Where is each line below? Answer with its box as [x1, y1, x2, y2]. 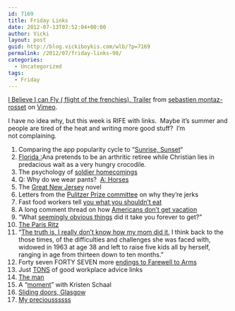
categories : [8, 57, 43, 64]
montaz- [198, 95, 223, 104]
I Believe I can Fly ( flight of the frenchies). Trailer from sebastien [8, 95, 197, 104]
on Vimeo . [28, 103, 58, 112]
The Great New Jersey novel [18, 183, 102, 192]
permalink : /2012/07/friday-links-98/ [8, 50, 122, 57]
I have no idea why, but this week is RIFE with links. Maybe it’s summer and [8, 117, 228, 125]
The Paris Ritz [18, 221, 59, 229]
